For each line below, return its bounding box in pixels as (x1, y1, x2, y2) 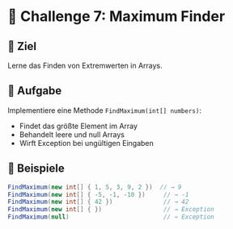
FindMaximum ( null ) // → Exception (7, 213, 215, 221)
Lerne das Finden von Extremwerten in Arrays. (7, 60, 163, 70)
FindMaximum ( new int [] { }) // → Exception (7, 206, 215, 214)
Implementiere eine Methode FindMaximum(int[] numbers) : (7, 105, 201, 115)
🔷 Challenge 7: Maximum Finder (7, 7, 226, 26)
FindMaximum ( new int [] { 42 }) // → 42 (7, 198, 189, 206)
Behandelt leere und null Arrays (19, 129, 125, 139)
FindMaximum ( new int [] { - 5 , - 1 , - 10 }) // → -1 (7, 190, 189, 198)
